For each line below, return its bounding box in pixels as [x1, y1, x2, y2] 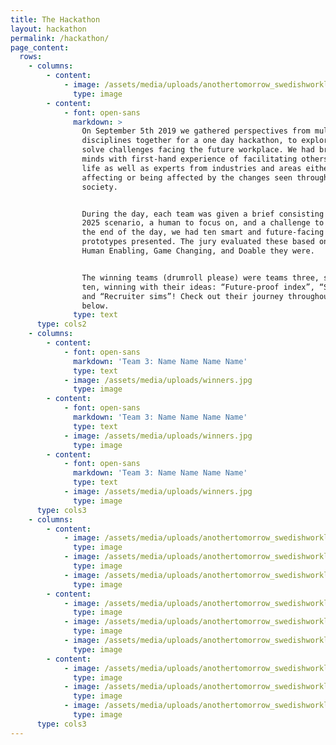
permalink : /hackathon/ [10, 33, 110, 43]
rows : [19, 52, 43, 62]
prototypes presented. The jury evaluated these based [81, 237, 315, 247]
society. [81, 182, 118, 192]
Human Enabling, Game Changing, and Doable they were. [81, 246, 315, 256]
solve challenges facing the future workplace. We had [81, 145, 315, 155]
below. [81, 301, 110, 311]
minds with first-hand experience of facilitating [81, 154, 298, 164]
